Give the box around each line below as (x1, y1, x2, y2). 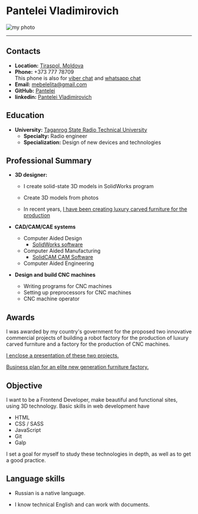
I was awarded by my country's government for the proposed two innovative (6, 328, 192, 335)
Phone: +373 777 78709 (14, 68, 74, 75)
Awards (6, 312, 35, 322)
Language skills (6, 474, 65, 484)
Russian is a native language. (14, 489, 85, 496)
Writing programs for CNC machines (23, 283, 112, 290)
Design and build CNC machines (14, 271, 96, 279)
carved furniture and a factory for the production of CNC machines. (6, 341, 170, 348)
